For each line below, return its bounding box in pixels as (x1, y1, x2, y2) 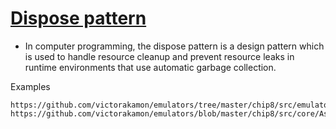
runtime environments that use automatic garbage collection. (24, 61, 277, 73)
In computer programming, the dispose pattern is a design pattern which (24, 40, 325, 52)
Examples (10, 80, 51, 92)
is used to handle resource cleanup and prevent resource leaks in (24, 50, 295, 62)
